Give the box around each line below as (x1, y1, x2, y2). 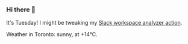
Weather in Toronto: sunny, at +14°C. (6, 31, 98, 38)
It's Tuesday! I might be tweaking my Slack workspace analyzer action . (6, 19, 183, 27)
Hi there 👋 (6, 5, 36, 14)
